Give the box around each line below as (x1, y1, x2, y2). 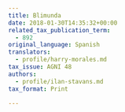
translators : (8, 48, 51, 56)
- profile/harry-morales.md (15, 56, 108, 64)
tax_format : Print (8, 84, 68, 93)
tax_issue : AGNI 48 (8, 63, 72, 71)
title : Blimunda (8, 11, 61, 20)
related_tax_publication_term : (8, 26, 111, 34)
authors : (8, 70, 37, 78)
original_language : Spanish (8, 41, 101, 49)
